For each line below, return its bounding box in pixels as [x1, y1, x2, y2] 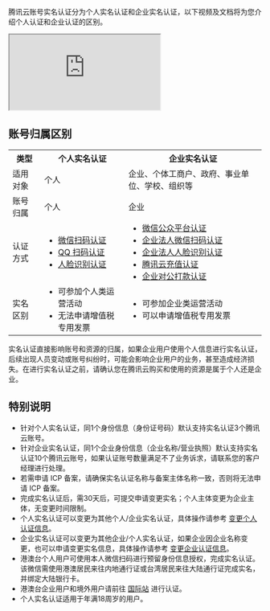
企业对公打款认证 [141, 270, 207, 281]
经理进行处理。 [19, 463, 70, 473]
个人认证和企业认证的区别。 [14, 17, 107, 27]
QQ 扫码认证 [57, 246, 105, 257]
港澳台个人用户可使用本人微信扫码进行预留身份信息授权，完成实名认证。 [19, 553, 260, 563]
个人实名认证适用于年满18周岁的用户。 [19, 593, 148, 603]
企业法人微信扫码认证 [141, 234, 223, 245]
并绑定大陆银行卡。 [19, 573, 84, 583]
